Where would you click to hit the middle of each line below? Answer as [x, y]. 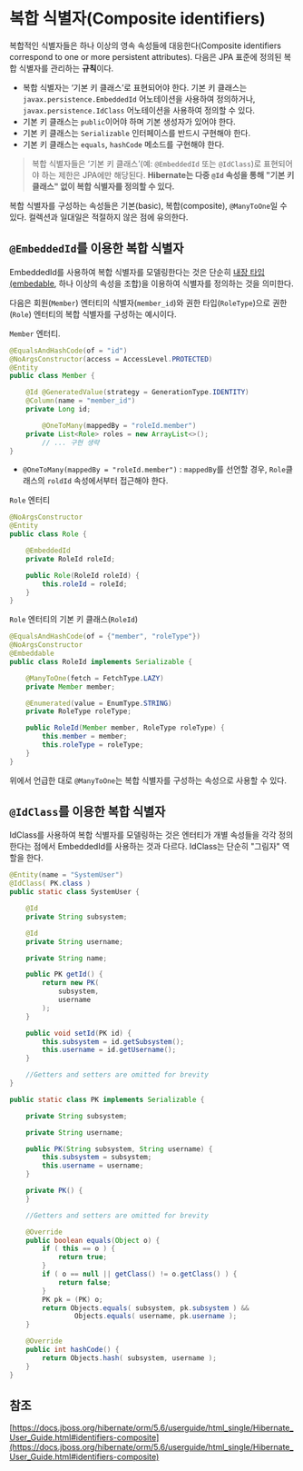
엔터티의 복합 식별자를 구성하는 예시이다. [105, 313]
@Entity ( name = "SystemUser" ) [67, 875]
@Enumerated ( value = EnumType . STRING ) [99, 703]
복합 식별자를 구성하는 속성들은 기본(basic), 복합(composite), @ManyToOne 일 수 [148, 205]
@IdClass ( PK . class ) [50, 884]
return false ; [84, 1282]
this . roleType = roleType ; [93, 745]
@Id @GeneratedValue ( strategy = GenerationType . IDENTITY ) [137, 393]
